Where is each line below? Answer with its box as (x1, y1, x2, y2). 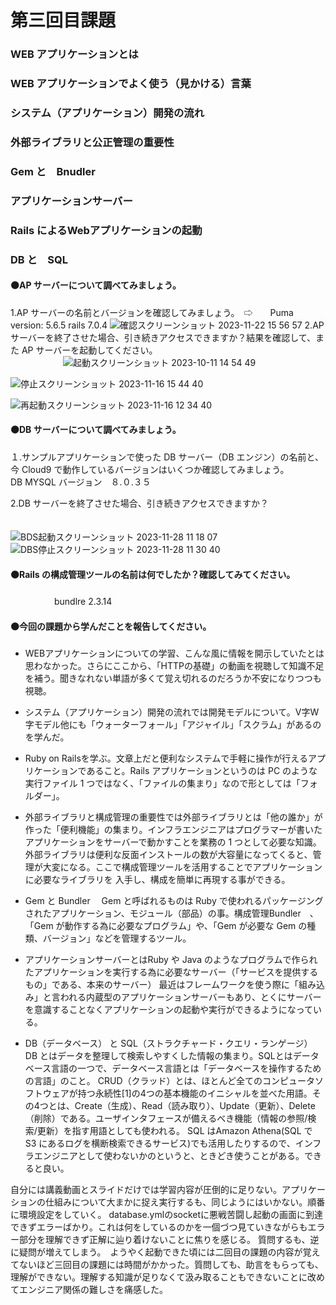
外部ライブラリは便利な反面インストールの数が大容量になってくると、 (24, 849, 313, 861)
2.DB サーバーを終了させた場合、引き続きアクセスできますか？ (10, 497, 269, 509)
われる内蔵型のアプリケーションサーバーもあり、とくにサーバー (59, 991, 322, 1003)
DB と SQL (10, 252, 68, 266)
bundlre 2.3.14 (53, 596, 113, 608)
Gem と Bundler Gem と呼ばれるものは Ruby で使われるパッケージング (24, 895, 324, 907)
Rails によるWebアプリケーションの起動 (10, 223, 203, 237)
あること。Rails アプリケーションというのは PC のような (86, 765, 318, 777)
